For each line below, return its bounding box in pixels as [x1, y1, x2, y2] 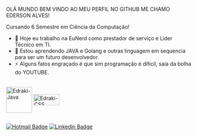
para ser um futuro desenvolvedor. [14, 54, 99, 60]
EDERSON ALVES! [6, 12, 50, 19]
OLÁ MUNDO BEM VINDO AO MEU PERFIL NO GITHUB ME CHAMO [6, 6, 170, 12]
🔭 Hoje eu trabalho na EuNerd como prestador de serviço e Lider [14, 35, 173, 41]
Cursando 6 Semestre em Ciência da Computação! [6, 24, 130, 30]
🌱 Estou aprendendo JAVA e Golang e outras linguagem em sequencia [14, 47, 186, 54]
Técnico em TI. [14, 41, 51, 48]
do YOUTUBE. [14, 69, 49, 76]
